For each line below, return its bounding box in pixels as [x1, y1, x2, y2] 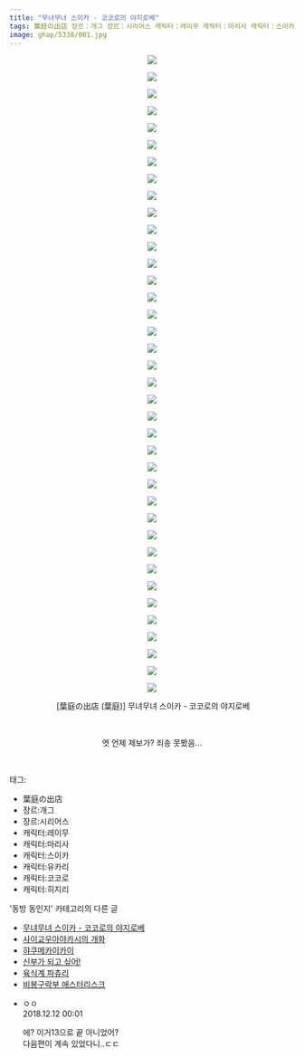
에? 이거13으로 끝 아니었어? [22, 1027, 119, 1038]
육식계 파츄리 [22, 967, 70, 978]
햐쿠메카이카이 [22, 945, 74, 956]
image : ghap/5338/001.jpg [9, 30, 107, 39]
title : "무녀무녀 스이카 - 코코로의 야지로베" [9, 13, 160, 23]
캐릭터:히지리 [22, 884, 70, 895]
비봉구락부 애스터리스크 [22, 979, 106, 990]
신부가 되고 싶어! [22, 957, 81, 967]
